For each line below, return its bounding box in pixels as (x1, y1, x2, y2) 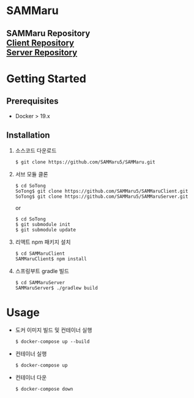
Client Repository (6, 37, 75, 48)
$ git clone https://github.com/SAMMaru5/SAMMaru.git (15, 159, 155, 165)
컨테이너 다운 (15, 374, 47, 381)
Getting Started (6, 72, 87, 86)
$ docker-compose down (15, 386, 73, 392)
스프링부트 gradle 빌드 (15, 268, 69, 275)
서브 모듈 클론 (15, 171, 48, 178)
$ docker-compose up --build (15, 339, 90, 345)
